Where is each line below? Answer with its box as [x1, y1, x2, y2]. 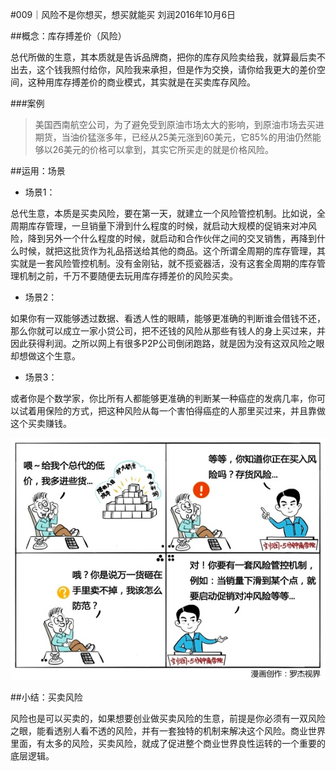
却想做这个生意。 [10, 350, 81, 362]
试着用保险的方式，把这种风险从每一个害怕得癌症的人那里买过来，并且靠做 [18, 405, 326, 417]
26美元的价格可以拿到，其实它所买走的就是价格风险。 [52, 144, 275, 155]
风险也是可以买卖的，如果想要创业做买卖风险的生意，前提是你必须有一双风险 [10, 712, 326, 724]
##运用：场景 [10, 165, 66, 177]
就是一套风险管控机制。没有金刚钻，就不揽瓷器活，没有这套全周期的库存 [18, 258, 317, 269]
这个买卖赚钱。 [10, 418, 72, 429]
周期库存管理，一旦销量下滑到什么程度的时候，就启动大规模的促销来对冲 [10, 220, 308, 232]
